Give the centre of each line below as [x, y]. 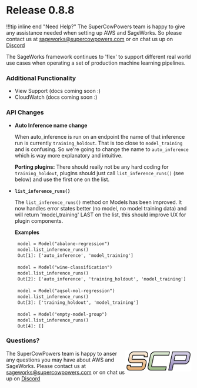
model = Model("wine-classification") [65, 267]
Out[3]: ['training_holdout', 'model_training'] [78, 302]
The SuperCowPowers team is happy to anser [62, 353]
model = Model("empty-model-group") [62, 314]
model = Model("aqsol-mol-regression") [66, 291]
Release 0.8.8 [40, 10]
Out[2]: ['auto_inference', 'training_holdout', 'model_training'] [102, 279]
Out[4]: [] [31, 326]
